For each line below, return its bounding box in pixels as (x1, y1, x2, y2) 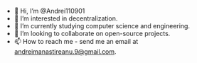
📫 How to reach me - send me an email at (14, 38, 139, 45)
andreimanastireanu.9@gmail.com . (14, 47, 117, 56)
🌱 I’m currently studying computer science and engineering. (14, 22, 191, 30)
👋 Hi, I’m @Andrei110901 (14, 7, 85, 15)
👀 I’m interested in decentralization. (14, 14, 118, 23)
